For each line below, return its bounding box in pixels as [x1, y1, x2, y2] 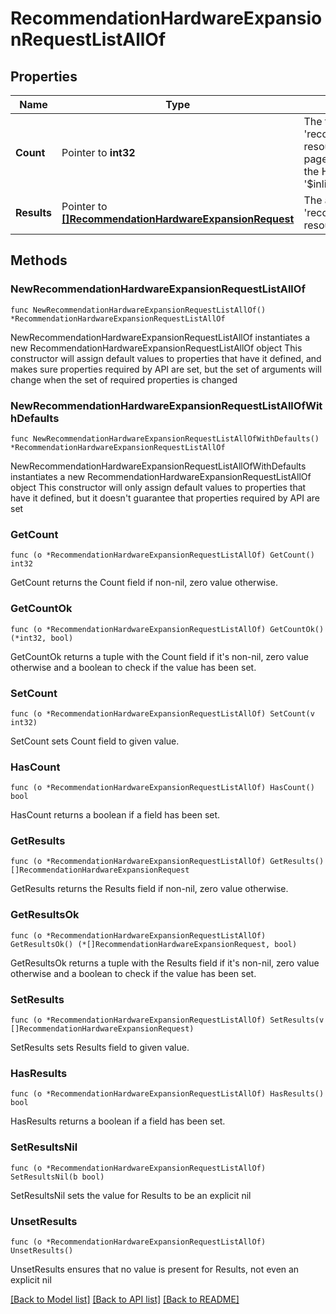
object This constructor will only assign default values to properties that [10, 481, 307, 493]
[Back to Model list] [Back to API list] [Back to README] [10, 1293, 240, 1305]
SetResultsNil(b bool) [10, 1172, 105, 1182]
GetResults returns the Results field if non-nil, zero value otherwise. [10, 883, 289, 895]
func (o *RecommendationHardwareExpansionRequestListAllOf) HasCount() [10, 783, 315, 793]
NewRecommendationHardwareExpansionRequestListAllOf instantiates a [10, 331, 310, 343]
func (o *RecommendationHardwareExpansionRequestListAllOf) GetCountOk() [10, 624, 325, 634]
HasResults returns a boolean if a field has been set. [10, 1115, 226, 1127]
